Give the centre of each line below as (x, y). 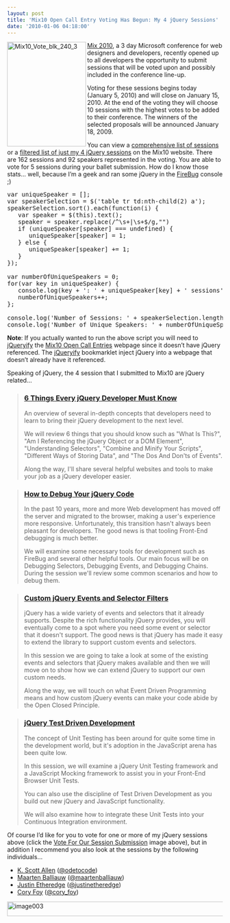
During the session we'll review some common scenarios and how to (120, 573)
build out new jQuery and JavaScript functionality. (94, 801)
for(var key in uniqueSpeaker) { (63, 284)
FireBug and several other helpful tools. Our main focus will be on (116, 558)
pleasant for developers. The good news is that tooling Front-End (116, 530)
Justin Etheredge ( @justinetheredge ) (69, 885)
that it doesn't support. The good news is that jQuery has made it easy (123, 635)
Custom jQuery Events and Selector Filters (96, 598)
